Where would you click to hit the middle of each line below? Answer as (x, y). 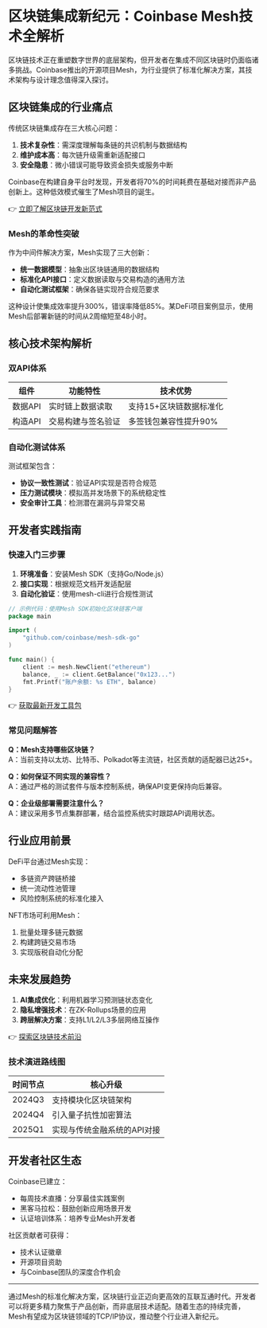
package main (30, 616)
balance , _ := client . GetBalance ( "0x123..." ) (99, 674)
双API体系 (27, 369)
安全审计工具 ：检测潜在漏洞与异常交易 (82, 503)
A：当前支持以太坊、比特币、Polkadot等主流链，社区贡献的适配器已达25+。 (132, 759)
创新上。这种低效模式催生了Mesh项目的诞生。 (83, 191)
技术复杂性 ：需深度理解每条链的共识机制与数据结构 (103, 145)
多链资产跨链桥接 (48, 878)
